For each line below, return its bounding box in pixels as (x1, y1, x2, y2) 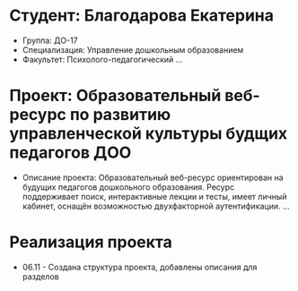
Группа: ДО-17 (22, 35, 78, 46)
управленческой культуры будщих (9, 124, 288, 144)
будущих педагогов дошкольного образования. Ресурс (22, 181, 235, 193)
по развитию (69, 105, 171, 125)
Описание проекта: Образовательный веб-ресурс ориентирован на (22, 172, 285, 183)
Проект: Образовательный (9, 86, 222, 106)
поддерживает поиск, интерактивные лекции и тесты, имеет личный (22, 191, 287, 201)
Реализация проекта (9, 232, 173, 252)
